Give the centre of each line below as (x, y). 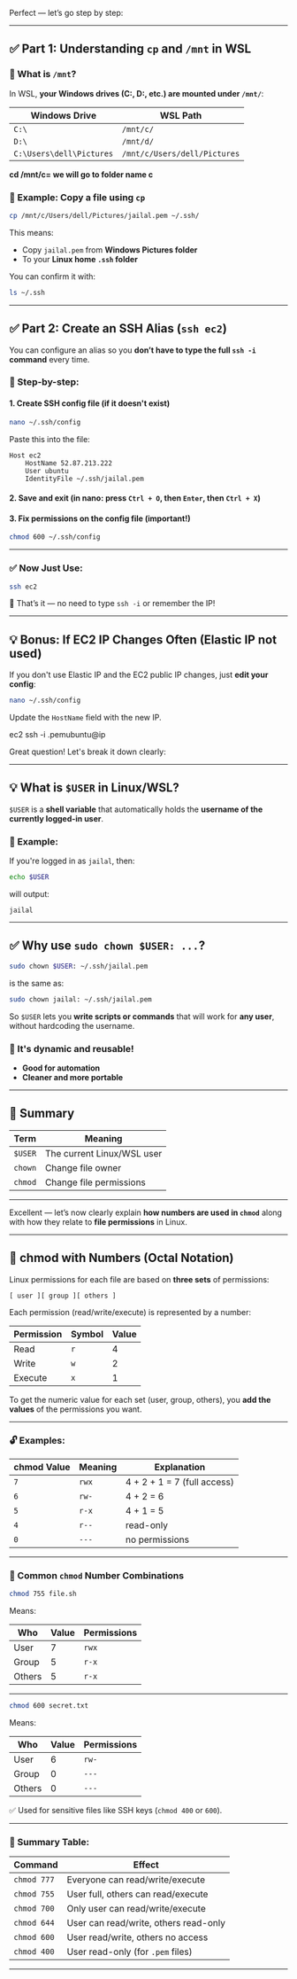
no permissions (157, 1539)
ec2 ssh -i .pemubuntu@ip (57, 735)
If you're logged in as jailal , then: (72, 861)
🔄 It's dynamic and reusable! (72, 1048)
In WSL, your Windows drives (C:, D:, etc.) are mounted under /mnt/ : (137, 93)
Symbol (87, 1334)
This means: (32, 232)
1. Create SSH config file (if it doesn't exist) (90, 403)
